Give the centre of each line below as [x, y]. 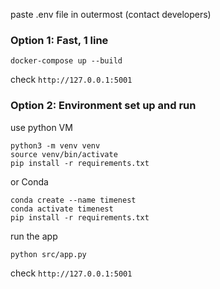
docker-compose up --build [66, 61]
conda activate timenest [62, 209]
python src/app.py [48, 254]
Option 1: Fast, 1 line [59, 40]
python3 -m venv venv [55, 145]
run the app [34, 236]
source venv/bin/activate [64, 154]
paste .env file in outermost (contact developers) [111, 14]
